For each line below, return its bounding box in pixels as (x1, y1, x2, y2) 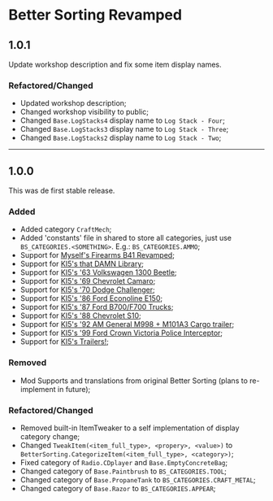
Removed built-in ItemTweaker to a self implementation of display (19, 423, 240, 433)
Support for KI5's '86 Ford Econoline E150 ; (19, 294, 163, 303)
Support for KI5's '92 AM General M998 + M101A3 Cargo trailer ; (19, 320, 235, 329)
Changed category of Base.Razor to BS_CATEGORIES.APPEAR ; (19, 484, 216, 493)
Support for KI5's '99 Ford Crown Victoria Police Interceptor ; (19, 328, 223, 338)
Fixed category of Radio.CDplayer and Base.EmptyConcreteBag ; (19, 458, 228, 467)
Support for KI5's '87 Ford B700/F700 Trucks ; (19, 303, 174, 312)
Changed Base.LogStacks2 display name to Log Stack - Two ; (19, 133, 222, 143)
